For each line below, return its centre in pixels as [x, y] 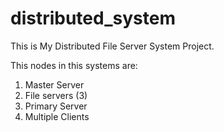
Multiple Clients [57, 116]
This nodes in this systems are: [74, 65]
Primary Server [56, 106]
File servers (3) [56, 95]
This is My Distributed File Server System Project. [112, 46]
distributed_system [93, 18]
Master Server [54, 84]
